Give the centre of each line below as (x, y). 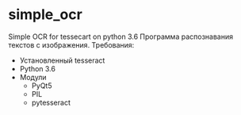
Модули (33, 77)
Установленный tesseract (62, 60)
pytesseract (51, 102)
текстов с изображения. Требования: (71, 44)
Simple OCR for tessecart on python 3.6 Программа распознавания (121, 36)
